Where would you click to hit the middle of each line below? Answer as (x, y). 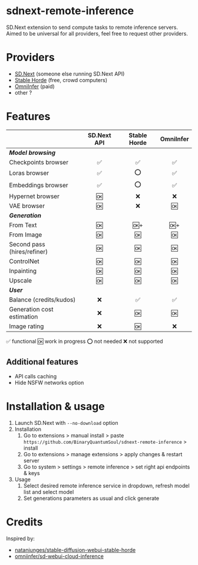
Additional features (42, 362)
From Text (23, 225)
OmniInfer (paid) (34, 86)
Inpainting (23, 271)
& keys (32, 473)
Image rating (27, 326)
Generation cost (31, 309)
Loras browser (29, 173)
